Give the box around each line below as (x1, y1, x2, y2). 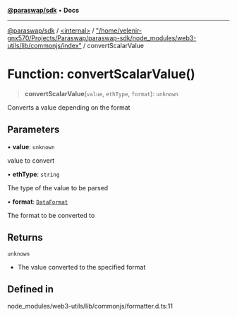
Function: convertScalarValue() (7, 67, 195, 82)
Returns (7, 231, 44, 243)
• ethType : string (7, 170, 60, 178)
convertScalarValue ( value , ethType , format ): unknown (24, 89, 178, 98)
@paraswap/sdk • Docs (7, 6, 80, 14)
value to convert (7, 156, 55, 165)
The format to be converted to (7, 211, 95, 219)
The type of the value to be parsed (7, 183, 109, 192)
